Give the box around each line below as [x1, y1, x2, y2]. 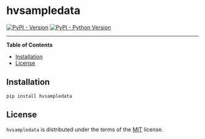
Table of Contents [6, 41, 53, 49]
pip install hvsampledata [6, 93, 72, 99]
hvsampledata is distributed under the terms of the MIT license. [6, 126, 164, 133]
